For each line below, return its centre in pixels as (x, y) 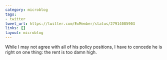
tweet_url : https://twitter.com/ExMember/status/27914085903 (70, 24)
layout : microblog (24, 33)
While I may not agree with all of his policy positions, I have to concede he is (84, 47)
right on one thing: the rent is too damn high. (51, 52)
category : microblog (27, 10)
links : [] (15, 28)
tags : (11, 14)
